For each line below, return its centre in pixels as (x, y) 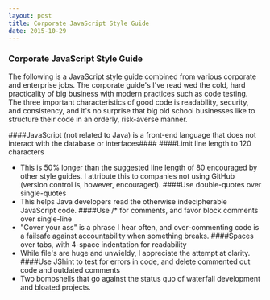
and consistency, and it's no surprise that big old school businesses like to (132, 110)
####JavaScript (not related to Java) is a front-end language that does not (132, 134)
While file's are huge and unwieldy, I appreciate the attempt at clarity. (135, 253)
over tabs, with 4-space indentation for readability (103, 244)
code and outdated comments (70, 269)
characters (26, 152)
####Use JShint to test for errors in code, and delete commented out (135, 261)
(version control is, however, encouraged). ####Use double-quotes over (141, 184)
